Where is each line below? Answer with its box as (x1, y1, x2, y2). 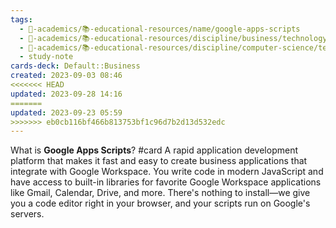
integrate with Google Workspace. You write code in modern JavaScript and (10, 166, 324, 178)
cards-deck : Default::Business (10, 61, 141, 71)
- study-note (19, 52, 74, 62)
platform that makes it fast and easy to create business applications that (10, 155, 308, 167)
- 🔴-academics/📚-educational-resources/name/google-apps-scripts (19, 24, 301, 34)
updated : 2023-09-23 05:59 (10, 107, 123, 118)
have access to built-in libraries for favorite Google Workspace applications (10, 176, 322, 188)
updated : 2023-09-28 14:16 (10, 89, 123, 99)
